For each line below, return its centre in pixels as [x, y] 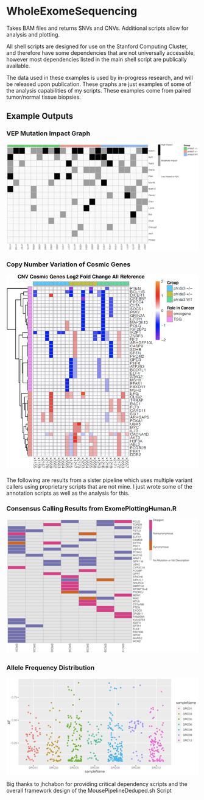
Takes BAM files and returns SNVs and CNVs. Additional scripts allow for [97, 28]
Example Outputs [40, 116]
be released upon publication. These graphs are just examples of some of [99, 84]
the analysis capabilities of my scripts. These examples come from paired [99, 90]
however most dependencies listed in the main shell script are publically [97, 59]
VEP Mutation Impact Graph [48, 133]
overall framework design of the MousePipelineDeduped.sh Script [89, 791]
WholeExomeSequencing [72, 11]
